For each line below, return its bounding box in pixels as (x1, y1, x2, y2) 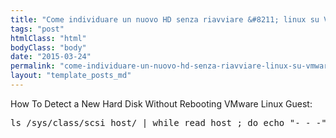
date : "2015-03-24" (10, 52, 92, 62)
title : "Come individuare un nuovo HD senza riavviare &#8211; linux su (10, 14, 320, 25)
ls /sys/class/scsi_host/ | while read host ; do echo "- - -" (10, 117, 327, 128)
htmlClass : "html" (10, 33, 87, 43)
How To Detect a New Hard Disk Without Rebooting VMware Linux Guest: (10, 97, 313, 110)
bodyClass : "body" (10, 42, 87, 53)
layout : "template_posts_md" (10, 71, 132, 81)
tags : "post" (10, 24, 65, 34)
